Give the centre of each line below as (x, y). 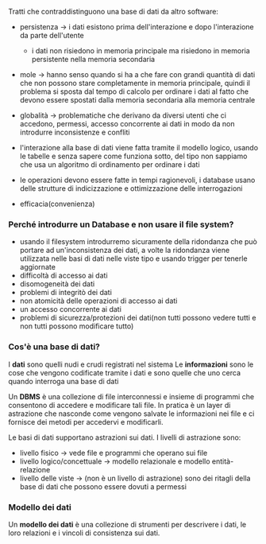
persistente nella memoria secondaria (93, 59)
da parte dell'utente (52, 35)
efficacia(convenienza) (57, 204)
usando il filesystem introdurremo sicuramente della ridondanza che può (139, 242)
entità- (223, 461)
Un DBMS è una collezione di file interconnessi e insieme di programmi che (131, 396)
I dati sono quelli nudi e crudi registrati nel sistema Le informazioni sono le (131, 364)
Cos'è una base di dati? (54, 347)
